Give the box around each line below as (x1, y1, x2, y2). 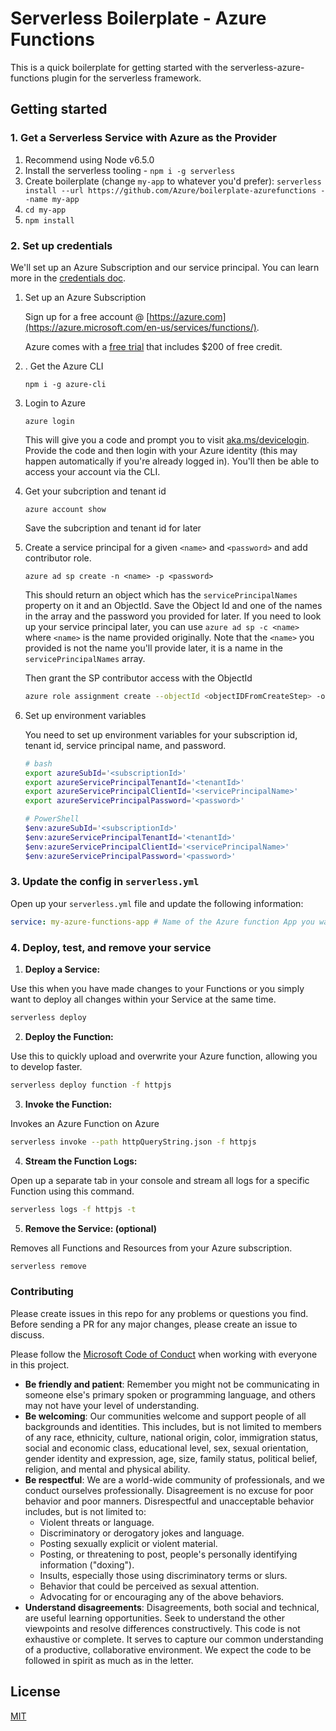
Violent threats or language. (39, 1516, 155, 1528)
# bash (24, 758, 53, 769)
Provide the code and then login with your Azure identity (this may (24, 444, 298, 456)
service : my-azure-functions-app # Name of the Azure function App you (10, 917, 315, 927)
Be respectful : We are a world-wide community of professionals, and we (24, 1473, 325, 1486)
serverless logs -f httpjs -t (10, 1204, 137, 1214)
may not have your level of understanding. (24, 1399, 200, 1411)
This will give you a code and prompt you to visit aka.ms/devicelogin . (24, 433, 310, 446)
